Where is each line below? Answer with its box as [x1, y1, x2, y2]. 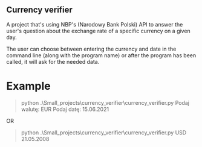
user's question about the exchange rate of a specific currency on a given [6, 27, 191, 34]
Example [6, 80, 51, 93]
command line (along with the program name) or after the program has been [6, 51, 197, 59]
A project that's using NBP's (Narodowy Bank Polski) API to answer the [6, 20, 183, 28]
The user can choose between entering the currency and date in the [6, 45, 177, 52]
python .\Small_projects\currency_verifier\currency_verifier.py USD [21, 129, 187, 136]
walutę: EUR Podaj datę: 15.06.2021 [21, 105, 109, 113]
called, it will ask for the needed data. [6, 58, 100, 65]
